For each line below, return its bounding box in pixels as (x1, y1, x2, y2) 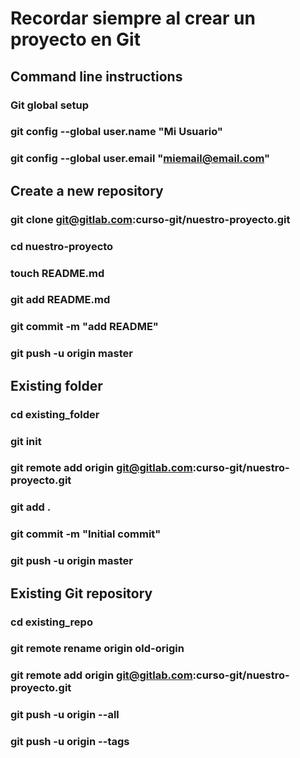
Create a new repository (10, 182, 164, 199)
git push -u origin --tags (10, 735, 130, 749)
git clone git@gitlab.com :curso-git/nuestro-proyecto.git (10, 212, 291, 226)
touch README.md (10, 266, 105, 280)
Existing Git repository (10, 585, 153, 602)
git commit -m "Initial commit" (10, 527, 162, 541)
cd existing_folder (10, 407, 100, 421)
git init (10, 434, 42, 448)
